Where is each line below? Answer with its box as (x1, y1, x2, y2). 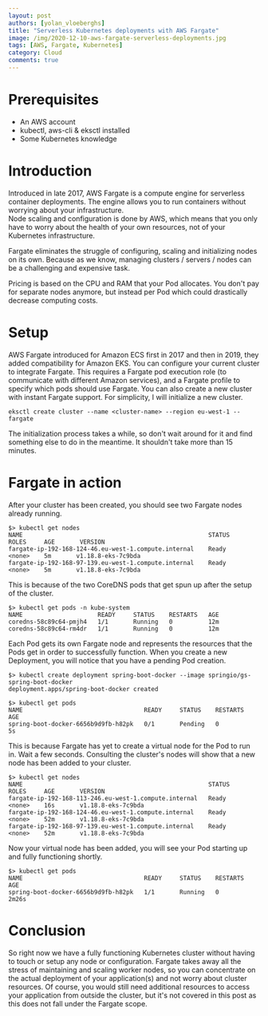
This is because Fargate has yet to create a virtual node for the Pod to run (8, 741, 250, 750)
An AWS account (19, 117, 76, 126)
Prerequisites (8, 91, 100, 109)
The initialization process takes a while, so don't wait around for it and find (8, 429, 253, 438)
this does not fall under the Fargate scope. (8, 998, 148, 1008)
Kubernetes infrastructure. (8, 231, 96, 240)
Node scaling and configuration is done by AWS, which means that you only (8, 213, 258, 223)
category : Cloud (8, 49, 62, 57)
